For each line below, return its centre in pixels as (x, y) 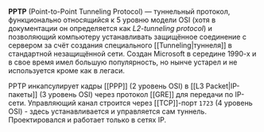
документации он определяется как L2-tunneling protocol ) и (111, 28)
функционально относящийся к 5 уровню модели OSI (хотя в (112, 20)
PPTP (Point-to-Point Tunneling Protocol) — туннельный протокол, (119, 12)
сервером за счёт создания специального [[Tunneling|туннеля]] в (120, 45)
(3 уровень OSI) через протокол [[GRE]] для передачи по (136, 94)
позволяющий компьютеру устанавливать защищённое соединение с (127, 37)
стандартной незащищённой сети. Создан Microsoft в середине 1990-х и (132, 54)
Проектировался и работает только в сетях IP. (87, 120)
